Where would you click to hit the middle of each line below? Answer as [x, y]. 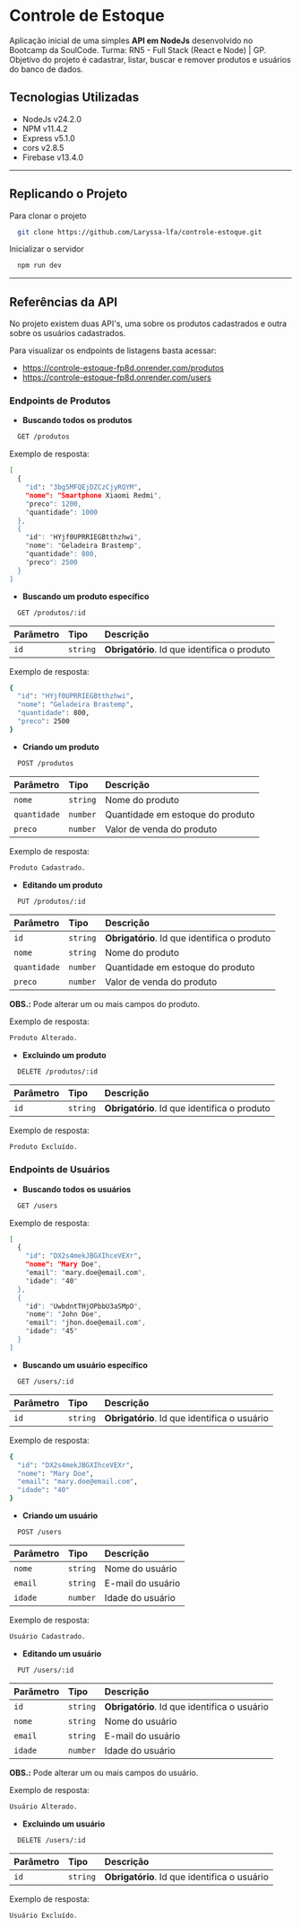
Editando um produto [62, 885]
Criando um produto [60, 747]
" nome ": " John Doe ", [64, 1314]
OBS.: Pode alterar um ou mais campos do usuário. [104, 1772]
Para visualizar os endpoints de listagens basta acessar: [113, 350]
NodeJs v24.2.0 [52, 119]
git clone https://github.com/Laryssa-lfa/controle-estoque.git [140, 232]
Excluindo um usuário [64, 1824]
